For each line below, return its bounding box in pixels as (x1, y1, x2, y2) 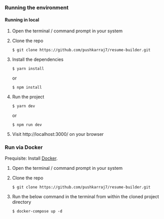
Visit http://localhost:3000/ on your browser (12, 131, 104, 137)
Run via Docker (5, 144, 43, 151)
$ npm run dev (12, 122, 42, 128)
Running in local (5, 17, 39, 23)
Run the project (12, 94, 45, 100)
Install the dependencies (12, 56, 64, 62)
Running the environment (5, 4, 69, 11)
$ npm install (12, 85, 42, 90)
